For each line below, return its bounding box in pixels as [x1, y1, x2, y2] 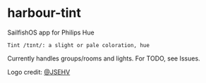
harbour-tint [7, 5, 81, 21]
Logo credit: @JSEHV [7, 68, 71, 76]
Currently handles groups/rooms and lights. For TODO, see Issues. [7, 54, 200, 63]
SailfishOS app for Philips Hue [7, 28, 95, 37]
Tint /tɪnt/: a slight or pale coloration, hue [7, 41, 150, 49]
